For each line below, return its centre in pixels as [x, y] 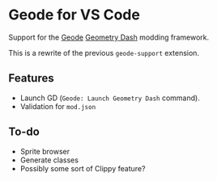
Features [31, 78]
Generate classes [49, 160]
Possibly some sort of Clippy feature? [83, 168]
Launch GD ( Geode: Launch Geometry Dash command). [110, 98]
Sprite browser [45, 151]
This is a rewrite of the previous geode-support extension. [104, 53]
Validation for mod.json [58, 106]
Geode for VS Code [74, 15]
